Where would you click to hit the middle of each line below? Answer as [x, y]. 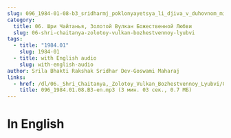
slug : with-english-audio [57, 65]
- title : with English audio [55, 58]
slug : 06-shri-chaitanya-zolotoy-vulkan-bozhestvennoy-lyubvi [104, 33]
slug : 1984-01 [40, 52]
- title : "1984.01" [41, 45]
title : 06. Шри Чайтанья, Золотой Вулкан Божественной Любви [103, 26]
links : [16, 77]
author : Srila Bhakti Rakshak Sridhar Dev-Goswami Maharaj [93, 71]
